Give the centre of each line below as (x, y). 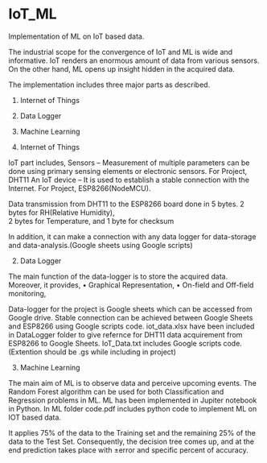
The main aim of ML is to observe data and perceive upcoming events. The (133, 382)
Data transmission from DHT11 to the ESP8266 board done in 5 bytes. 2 (127, 204)
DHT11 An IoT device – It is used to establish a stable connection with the (129, 180)
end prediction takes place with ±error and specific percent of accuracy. (128, 450)
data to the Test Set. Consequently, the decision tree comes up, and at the (131, 441)
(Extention (25, 352)
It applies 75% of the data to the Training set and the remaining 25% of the (132, 432)
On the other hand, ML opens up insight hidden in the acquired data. (121, 68)
